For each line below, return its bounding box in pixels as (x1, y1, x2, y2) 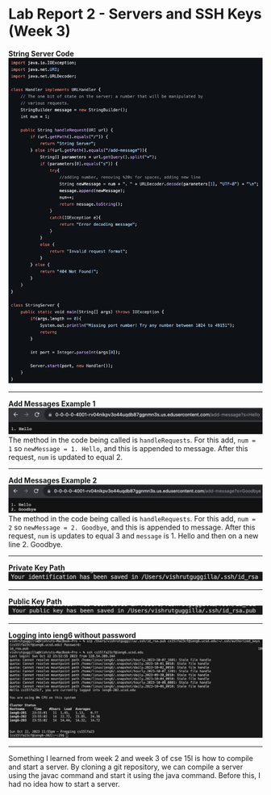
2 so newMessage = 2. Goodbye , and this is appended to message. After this (8, 522, 256, 533)
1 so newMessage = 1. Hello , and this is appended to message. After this (8, 443, 248, 453)
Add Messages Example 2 (8, 475, 98, 485)
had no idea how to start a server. (8, 779, 120, 789)
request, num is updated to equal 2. (8, 452, 123, 462)
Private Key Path (8, 563, 65, 573)
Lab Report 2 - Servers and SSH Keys (8, 5, 262, 23)
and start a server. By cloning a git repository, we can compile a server (8, 762, 244, 772)
